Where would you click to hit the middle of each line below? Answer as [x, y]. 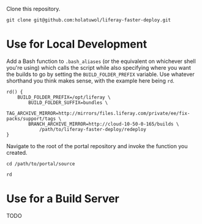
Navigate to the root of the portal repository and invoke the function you [97, 146]
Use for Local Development [77, 44]
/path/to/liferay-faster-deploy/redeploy [93, 129]
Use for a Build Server [63, 199]
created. [17, 152]
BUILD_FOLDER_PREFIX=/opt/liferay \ [64, 97]
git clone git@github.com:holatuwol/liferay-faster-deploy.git [89, 20]
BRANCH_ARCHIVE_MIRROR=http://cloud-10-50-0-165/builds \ [104, 124]
